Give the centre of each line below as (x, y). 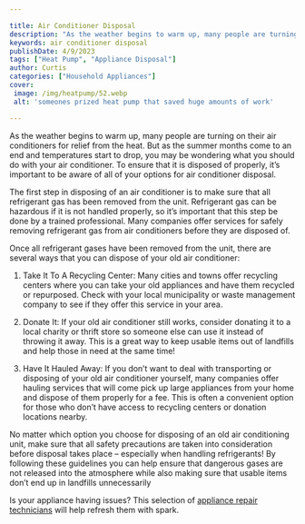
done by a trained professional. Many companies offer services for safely (146, 221)
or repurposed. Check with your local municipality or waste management (159, 294)
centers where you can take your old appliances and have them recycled (158, 285)
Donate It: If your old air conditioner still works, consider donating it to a (157, 321)
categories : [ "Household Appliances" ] (83, 77)
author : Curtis (38, 68)
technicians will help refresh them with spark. (94, 509)
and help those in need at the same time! (98, 351)
